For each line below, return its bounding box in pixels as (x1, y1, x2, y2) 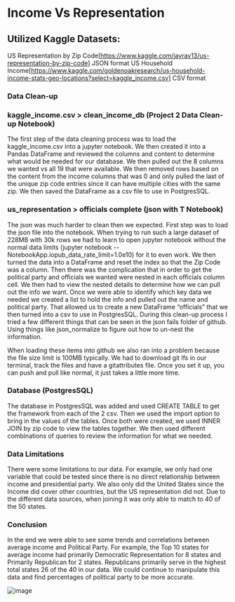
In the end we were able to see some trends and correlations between (7, 535, 210, 544)
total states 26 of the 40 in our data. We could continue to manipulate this (7, 566, 220, 574)
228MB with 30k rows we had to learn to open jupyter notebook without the (7, 235, 227, 243)
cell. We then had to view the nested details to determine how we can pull (7, 280, 221, 288)
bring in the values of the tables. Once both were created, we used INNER (7, 416, 221, 425)
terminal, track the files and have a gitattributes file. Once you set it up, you (7, 361, 224, 369)
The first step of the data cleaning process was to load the (7, 135, 177, 143)
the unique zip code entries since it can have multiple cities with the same (7, 180, 221, 188)
